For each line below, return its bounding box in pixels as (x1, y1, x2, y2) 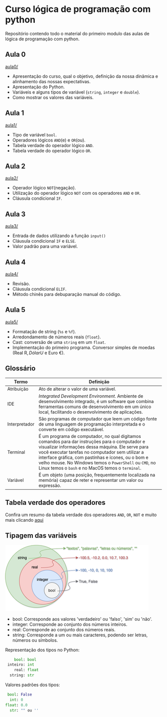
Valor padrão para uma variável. (12, 243, 78, 250)
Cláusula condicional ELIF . (12, 286, 67, 292)
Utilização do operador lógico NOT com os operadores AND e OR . (12, 190, 141, 196)
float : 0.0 (5, 703, 28, 708)
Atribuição (7, 386, 29, 392)
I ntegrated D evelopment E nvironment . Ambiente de (38, 393, 143, 399)
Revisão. (12, 281, 30, 287)
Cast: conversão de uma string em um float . (12, 339, 106, 345)
